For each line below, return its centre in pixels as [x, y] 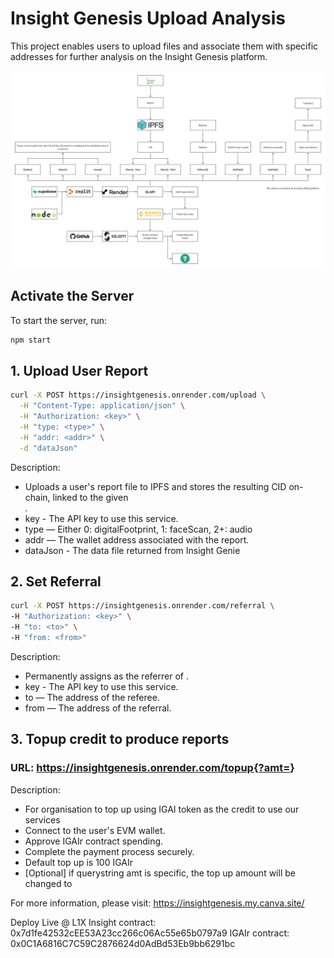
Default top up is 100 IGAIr [79, 862]
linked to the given [90, 497]
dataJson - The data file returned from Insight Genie [132, 550]
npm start [31, 340]
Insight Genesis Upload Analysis [148, 18]
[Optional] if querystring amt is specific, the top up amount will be [160, 873]
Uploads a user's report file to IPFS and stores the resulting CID [155, 486]
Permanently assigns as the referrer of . [106, 676]
